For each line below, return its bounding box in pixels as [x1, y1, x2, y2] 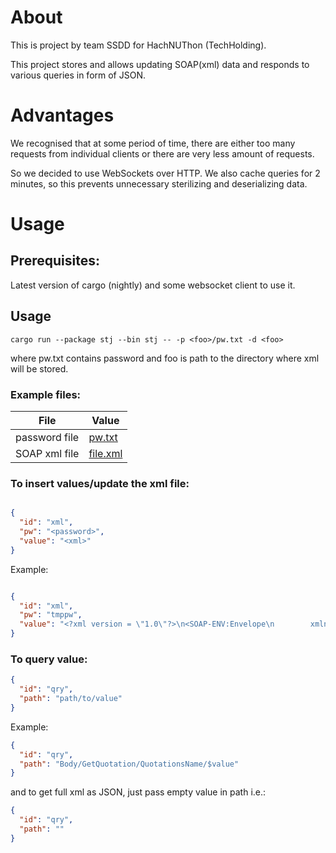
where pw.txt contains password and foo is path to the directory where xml [10, 352, 320, 364]
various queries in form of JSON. [10, 69, 146, 81]
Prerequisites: [10, 252, 100, 270]
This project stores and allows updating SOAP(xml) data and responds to [10, 58, 310, 70]
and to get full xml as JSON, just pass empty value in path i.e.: [10, 786, 267, 798]
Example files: [10, 387, 82, 401]
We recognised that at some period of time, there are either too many [10, 137, 296, 149]
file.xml [88, 446, 123, 460]
